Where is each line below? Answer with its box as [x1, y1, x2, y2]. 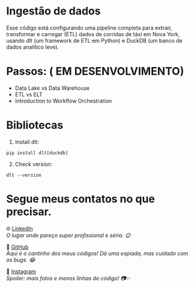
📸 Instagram [6, 268, 37, 275]
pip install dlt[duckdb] [6, 149, 68, 156]
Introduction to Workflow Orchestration [14, 97, 112, 104]
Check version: [14, 160, 53, 167]
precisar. [6, 205, 52, 218]
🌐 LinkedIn [6, 225, 33, 232]
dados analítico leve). [6, 43, 59, 51]
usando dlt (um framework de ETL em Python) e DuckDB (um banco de [6, 37, 183, 44]
